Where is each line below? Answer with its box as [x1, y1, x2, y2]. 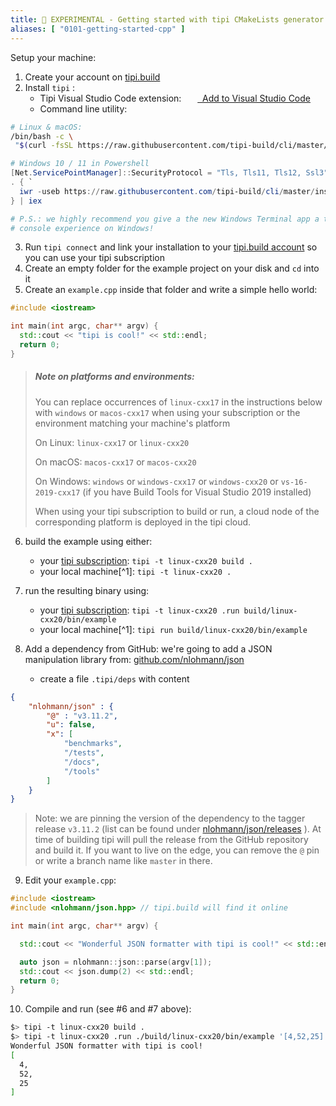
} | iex [10, 196, 43, 206]
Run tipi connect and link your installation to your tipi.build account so [24, 241, 318, 253]
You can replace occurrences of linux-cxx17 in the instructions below [34, 396, 323, 408]
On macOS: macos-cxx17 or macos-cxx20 [34, 456, 197, 468]
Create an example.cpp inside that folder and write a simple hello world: [24, 284, 318, 296]
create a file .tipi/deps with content [39, 672, 190, 685]
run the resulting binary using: [24, 584, 150, 596]
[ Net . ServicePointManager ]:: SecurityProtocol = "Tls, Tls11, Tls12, [10, 168, 302, 178]
